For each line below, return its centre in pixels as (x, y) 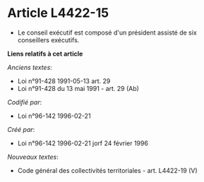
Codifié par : (25, 102)
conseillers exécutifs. (48, 40)
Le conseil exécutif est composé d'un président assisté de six (107, 32)
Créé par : (21, 129)
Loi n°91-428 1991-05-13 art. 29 (64, 81)
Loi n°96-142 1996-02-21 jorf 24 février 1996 (83, 143)
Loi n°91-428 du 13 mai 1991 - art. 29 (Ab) (78, 88)
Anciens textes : (30, 67)
